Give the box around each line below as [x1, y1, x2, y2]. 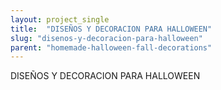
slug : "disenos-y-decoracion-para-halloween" [10, 33, 203, 43]
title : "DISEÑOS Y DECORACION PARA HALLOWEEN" [10, 24, 213, 34]
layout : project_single [10, 14, 110, 25]
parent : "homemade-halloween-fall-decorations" [10, 42, 213, 53]
